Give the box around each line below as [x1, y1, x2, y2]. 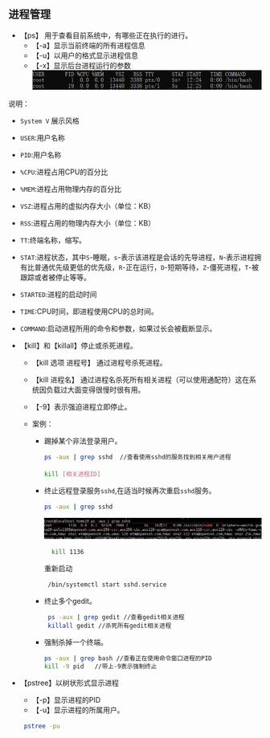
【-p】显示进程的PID [31, 695, 101, 705]
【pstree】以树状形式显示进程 [19, 678, 119, 688]
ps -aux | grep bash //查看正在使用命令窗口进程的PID [43, 654, 213, 663]
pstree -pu [23, 722, 60, 731]
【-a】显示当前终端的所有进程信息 [31, 40, 145, 50]
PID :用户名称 [19, 150, 62, 160]
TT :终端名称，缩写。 [19, 235, 87, 245]
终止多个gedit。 [43, 596, 96, 605]
